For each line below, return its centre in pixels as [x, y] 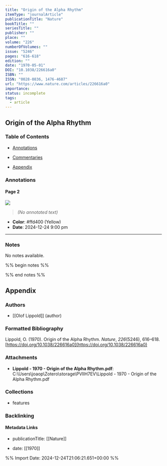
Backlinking [20, 416]
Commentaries [28, 157]
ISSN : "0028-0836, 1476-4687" [37, 79]
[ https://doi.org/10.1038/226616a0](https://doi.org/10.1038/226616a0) [76, 345]
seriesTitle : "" [22, 28]
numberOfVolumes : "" [27, 47]
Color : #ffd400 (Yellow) [37, 222]
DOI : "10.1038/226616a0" [31, 70]
